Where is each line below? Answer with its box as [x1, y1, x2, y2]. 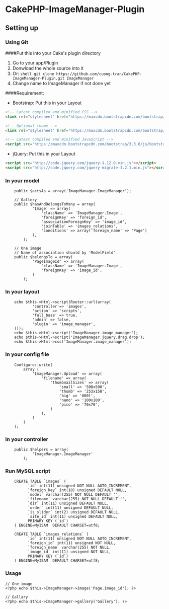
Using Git [5, 39, 29, 46]
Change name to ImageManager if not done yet [12, 80, 111, 86]
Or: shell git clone [12, 70, 54, 77]
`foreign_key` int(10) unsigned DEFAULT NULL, [27, 488, 127, 493]
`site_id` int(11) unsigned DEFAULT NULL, [27, 514, 118, 519]
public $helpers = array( [14, 447, 69, 452]
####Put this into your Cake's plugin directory [5, 50, 101, 56]
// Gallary [5, 594, 28, 599]
